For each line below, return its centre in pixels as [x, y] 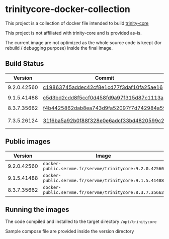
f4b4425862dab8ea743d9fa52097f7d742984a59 [104, 108]
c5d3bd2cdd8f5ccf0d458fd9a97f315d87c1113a [103, 98]
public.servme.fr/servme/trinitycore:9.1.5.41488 [103, 180]
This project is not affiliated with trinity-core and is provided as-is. [73, 33]
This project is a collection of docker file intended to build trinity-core [77, 23]
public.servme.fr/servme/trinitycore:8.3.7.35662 [103, 192]
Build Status [25, 64]
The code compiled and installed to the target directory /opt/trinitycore [81, 221]
